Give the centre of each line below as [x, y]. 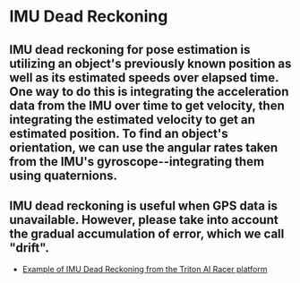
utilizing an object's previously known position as [150, 63]
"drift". [29, 248]
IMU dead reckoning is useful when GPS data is [144, 206]
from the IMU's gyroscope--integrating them [137, 162]
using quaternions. [64, 175]
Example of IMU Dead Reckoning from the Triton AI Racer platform [145, 270]
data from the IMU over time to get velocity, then [147, 105]
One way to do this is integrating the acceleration [149, 91]
